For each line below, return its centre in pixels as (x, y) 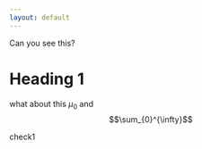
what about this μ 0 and (52, 105)
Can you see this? (42, 43)
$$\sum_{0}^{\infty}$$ (151, 120)
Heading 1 (47, 79)
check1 (22, 137)
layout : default (40, 17)
